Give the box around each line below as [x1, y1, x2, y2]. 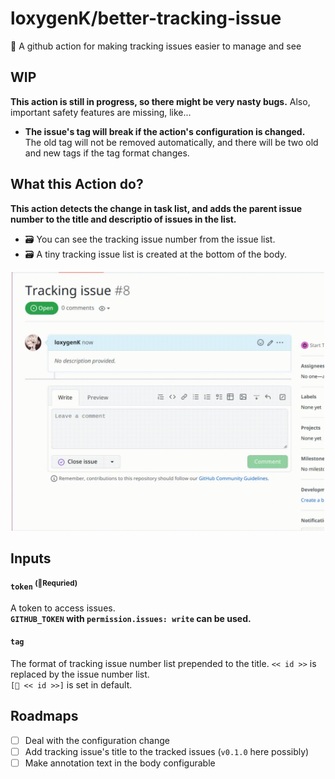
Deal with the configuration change [24, 734, 170, 746]
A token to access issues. [10, 602, 116, 614]
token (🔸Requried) [10, 578, 78, 592]
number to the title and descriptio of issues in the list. [10, 213, 237, 225]
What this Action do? [10, 176, 144, 193]
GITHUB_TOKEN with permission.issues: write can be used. [10, 612, 252, 624]
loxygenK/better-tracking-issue [10, 7, 282, 30]
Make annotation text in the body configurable [24, 757, 216, 769]
